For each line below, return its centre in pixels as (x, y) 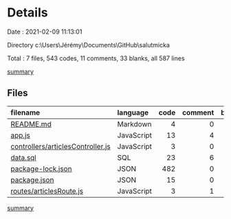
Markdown (135, 124)
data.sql (23, 157)
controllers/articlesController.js (61, 146)
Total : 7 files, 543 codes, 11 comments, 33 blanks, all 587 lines (96, 58)
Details (27, 13)
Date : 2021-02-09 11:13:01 (45, 32)
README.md (31, 124)
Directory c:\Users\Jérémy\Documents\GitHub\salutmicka (89, 45)
